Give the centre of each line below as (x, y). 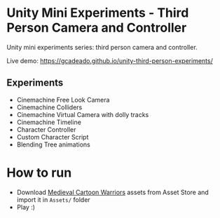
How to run (39, 172)
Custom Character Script (53, 137)
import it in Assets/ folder (53, 199)
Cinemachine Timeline (49, 122)
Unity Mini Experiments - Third (98, 13)
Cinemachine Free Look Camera (63, 100)
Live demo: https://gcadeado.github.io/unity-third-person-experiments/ (110, 60)
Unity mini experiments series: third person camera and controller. (102, 47)
